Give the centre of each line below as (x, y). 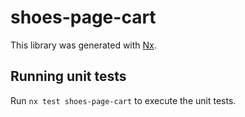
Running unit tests (68, 76)
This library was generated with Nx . (83, 45)
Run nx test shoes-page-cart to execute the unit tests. (123, 100)
